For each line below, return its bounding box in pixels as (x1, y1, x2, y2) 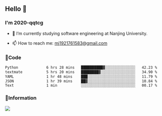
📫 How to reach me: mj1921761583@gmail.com (12, 40, 108, 46)
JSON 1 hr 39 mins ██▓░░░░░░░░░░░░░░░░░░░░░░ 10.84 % (5, 79, 158, 83)
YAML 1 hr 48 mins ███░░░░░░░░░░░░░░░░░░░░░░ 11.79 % (5, 74, 158, 79)
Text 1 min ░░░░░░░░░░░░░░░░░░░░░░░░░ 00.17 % (5, 83, 158, 88)
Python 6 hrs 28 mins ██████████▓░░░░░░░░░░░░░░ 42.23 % (5, 65, 158, 70)
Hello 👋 (5, 5, 27, 13)
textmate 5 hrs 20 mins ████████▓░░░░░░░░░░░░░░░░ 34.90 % (5, 69, 158, 74)
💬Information (5, 95, 37, 101)
